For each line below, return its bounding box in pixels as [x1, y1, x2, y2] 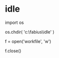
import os [5, 19, 24, 25]
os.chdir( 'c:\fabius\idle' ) [5, 29, 55, 35]
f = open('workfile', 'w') [5, 38, 51, 44]
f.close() [5, 48, 22, 54]
